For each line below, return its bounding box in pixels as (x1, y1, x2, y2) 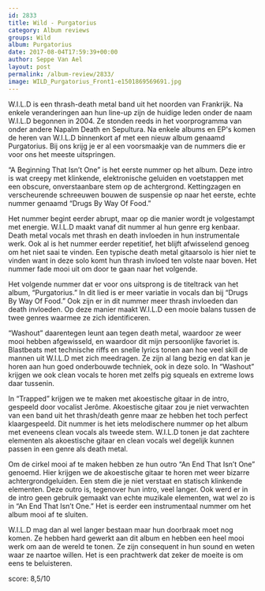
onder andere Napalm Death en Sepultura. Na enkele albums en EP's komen (8, 124, 256, 134)
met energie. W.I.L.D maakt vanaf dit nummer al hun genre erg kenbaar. (8, 222, 241, 231)
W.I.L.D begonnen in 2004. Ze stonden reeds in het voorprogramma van (8, 116, 242, 125)
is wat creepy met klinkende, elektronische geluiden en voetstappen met (8, 173, 244, 182)
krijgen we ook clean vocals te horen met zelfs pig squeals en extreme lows (8, 370, 255, 380)
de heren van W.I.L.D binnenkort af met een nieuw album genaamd (8, 133, 226, 142)
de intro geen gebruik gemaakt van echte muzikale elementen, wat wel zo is (8, 492, 256, 502)
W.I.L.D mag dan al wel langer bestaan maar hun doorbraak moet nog (8, 525, 234, 534)
